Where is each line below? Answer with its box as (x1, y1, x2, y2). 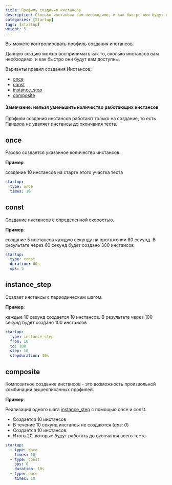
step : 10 (10, 348, 29, 354)
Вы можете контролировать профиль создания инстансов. (5, 41, 134, 47)
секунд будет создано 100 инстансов (5, 319, 87, 325)
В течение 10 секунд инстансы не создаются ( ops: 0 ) (12, 421, 129, 428)
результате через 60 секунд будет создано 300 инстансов (5, 242, 134, 248)
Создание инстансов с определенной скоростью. (5, 217, 115, 223)
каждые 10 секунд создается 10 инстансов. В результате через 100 (5, 314, 153, 320)
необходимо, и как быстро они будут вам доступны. (5, 56, 120, 62)
